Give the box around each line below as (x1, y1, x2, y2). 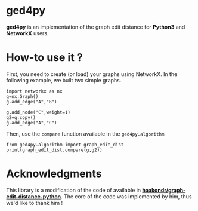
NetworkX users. (6, 29, 49, 36)
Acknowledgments (6, 167, 103, 181)
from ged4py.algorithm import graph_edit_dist (6, 142, 124, 148)
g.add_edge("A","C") (6, 120, 58, 126)
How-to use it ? (6, 51, 83, 65)
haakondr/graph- (142, 186, 186, 194)
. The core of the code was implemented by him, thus (60, 192, 192, 200)
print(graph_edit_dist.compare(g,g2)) (6, 147, 103, 153)
